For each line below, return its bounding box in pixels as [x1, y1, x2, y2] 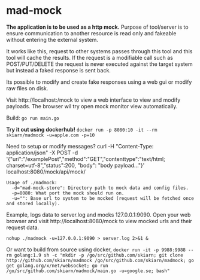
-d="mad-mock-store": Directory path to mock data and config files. [11, 185, 189, 191]
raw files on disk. [6, 84, 49, 92]
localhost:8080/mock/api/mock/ [6, 168, 86, 175]
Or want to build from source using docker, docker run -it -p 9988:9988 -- [6, 246, 194, 253]
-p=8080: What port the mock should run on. [11, 190, 125, 196]
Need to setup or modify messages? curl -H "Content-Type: [6, 142, 154, 150]
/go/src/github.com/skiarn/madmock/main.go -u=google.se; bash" [6, 267, 170, 274]
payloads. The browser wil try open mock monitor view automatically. [6, 102, 178, 109]
